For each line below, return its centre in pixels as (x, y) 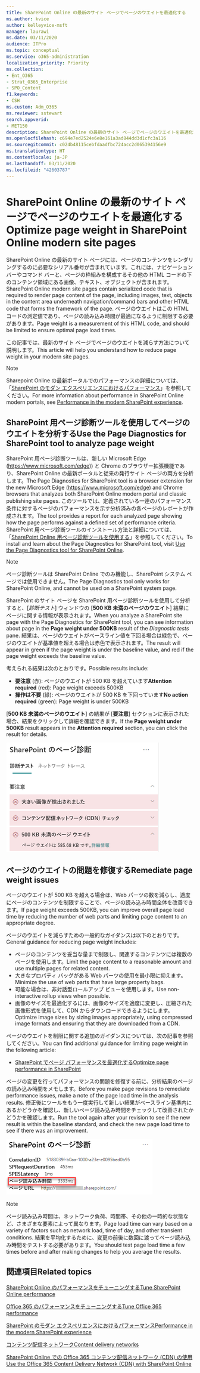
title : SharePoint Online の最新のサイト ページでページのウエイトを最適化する (96, 13)
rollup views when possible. (76, 996)
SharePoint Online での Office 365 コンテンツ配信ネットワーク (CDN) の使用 (99, 1357)
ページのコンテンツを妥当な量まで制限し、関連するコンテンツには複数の (103, 954)
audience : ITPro (26, 44)
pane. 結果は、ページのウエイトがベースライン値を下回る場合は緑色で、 (94, 636)
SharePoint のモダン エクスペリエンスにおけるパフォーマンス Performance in (100, 1325)
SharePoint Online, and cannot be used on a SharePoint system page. (92, 588)
